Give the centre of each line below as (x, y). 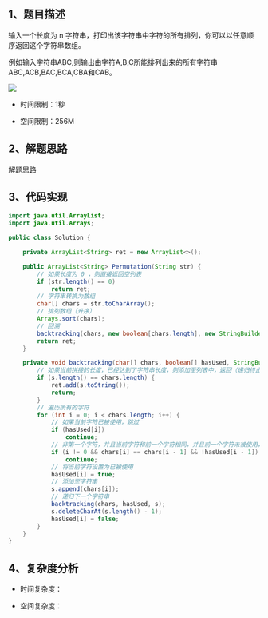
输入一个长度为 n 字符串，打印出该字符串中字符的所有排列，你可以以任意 (128, 35)
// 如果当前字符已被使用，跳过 (95, 422)
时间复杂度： (41, 589)
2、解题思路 (38, 149)
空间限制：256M (47, 121)
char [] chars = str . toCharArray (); (96, 304)
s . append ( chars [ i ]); (85, 489)
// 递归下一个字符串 (80, 497)
